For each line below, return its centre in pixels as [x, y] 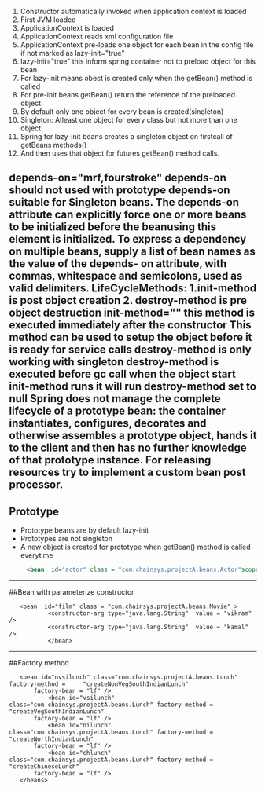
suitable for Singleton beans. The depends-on [124, 202]
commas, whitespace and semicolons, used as [126, 276]
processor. [36, 485]
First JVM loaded [48, 20]
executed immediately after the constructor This [130, 325]
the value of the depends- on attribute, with [118, 264]
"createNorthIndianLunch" [51, 739]
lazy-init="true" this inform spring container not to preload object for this [138, 61]
